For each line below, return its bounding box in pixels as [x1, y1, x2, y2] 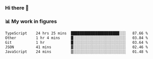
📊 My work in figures [5, 18, 57, 25]
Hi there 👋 [5, 4, 29, 11]
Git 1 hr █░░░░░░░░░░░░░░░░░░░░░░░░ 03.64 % [5, 40, 148, 45]
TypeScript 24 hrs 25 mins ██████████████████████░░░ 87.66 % [5, 31, 148, 36]
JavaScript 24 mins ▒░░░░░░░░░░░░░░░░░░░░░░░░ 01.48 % [5, 49, 148, 54]
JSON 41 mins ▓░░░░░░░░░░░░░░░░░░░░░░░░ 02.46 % [5, 44, 148, 50]
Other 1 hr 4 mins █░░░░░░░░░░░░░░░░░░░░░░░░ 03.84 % [5, 35, 148, 41]
